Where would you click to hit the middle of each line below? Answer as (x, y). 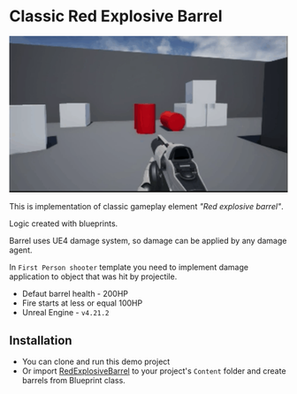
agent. (21, 250)
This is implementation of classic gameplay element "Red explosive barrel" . (147, 207)
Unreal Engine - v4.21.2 (65, 313)
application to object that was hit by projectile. (93, 277)
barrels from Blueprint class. (73, 381)
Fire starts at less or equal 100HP (82, 303)
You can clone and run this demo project (96, 362)
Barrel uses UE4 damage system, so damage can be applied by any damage (148, 241)
